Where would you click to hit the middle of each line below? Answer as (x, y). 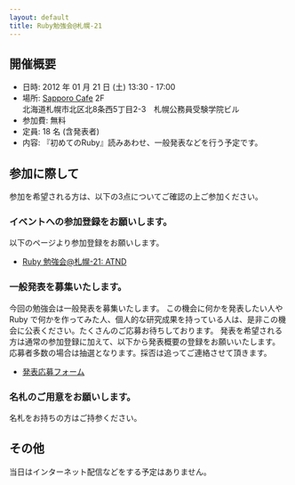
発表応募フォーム (53, 371)
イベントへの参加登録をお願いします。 (91, 222)
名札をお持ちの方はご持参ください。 (76, 418)
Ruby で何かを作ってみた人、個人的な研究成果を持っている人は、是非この (144, 319)
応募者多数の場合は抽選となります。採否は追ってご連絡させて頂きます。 (141, 352)
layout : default (39, 17)
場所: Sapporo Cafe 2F (63, 98)
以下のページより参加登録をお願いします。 (87, 243)
